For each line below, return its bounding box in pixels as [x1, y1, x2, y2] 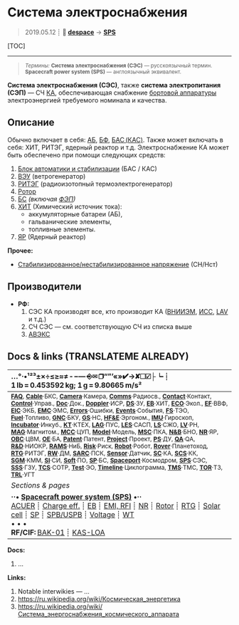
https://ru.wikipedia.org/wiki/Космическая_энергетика [17, 595, 181, 604]
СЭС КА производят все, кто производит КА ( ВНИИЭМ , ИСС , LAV [28, 307, 228, 315]
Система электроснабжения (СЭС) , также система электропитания [7, 80, 221, 89]
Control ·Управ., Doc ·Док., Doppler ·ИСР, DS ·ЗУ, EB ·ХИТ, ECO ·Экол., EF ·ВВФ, [11, 399, 228, 408]
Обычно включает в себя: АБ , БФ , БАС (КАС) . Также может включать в [7, 135, 224, 144]
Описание [7, 117, 55, 129]
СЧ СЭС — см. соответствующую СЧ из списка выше [28, 322, 192, 331]
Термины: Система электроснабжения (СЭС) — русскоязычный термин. [24, 62, 213, 69]
